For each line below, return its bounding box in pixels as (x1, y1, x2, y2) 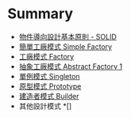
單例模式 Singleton (18, 71, 80, 81)
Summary (7, 5, 73, 23)
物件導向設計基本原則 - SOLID (18, 32, 117, 41)
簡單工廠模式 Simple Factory (18, 41, 113, 51)
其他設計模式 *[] (18, 101, 72, 111)
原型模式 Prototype (18, 81, 82, 91)
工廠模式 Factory (18, 51, 75, 61)
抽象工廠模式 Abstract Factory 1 (18, 61, 123, 71)
